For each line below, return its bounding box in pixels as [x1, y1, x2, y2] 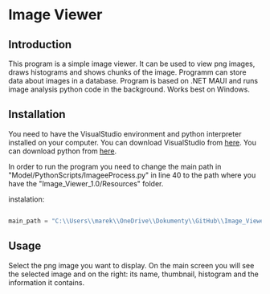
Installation [8, 108, 66, 121]
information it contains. [8, 277, 85, 287]
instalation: [8, 194, 45, 204]
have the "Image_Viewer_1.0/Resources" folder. [8, 178, 164, 188]
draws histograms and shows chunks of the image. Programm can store [8, 67, 247, 77]
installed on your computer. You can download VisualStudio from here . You [8, 137, 257, 147]
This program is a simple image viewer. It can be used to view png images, [8, 59, 256, 68]
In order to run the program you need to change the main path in [8, 161, 222, 171]
